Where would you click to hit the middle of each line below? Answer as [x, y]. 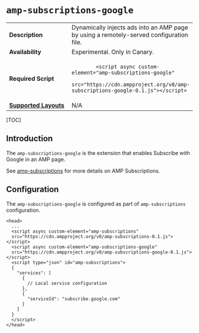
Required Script [32, 78]
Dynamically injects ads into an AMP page [130, 27]
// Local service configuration [68, 283]
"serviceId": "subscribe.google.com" [74, 299]
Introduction [30, 139]
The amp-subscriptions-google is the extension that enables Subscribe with [98, 153]
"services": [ [34, 273]
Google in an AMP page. [36, 159]
